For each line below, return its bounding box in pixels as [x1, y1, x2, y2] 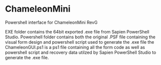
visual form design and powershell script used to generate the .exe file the [5, 39, 155, 45]
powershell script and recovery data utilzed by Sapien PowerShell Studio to [5, 49, 156, 55]
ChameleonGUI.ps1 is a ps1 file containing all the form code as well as [5, 44, 145, 50]
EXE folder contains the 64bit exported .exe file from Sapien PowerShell [5, 29, 150, 34]
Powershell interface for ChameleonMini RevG [5, 19, 98, 25]
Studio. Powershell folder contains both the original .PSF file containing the [5, 34, 156, 40]
